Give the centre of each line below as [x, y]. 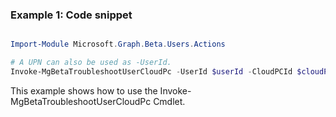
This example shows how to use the [84, 90]
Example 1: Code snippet [71, 15]
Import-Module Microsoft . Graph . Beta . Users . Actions [118, 44]
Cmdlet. [169, 101]
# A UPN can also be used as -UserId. [91, 63]
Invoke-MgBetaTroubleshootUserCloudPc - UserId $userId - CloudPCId [151, 72]
